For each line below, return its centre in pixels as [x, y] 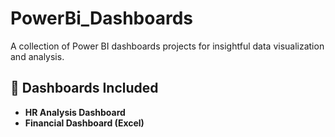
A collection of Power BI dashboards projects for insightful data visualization [167, 46]
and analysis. [37, 56]
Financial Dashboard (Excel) [84, 123]
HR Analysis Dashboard [75, 112]
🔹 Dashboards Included [84, 88]
